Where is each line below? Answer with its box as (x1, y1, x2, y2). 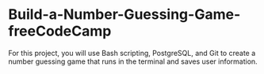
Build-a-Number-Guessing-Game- (8, 6, 241, 24)
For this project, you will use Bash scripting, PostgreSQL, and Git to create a (8, 48, 256, 57)
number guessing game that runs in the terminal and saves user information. (8, 57, 258, 66)
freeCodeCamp (8, 22, 112, 40)
